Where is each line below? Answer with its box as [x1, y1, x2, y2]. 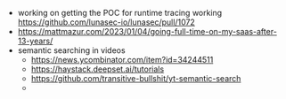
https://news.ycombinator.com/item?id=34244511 [30, 55, 214, 65]
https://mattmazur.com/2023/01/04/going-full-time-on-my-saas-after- [17, 27, 278, 36]
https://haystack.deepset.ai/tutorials [30, 64, 165, 74]
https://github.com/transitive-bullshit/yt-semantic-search [30, 73, 241, 83]
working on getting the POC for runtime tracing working [17, 8, 223, 18]
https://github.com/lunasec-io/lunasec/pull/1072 [17, 17, 196, 27]
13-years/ [17, 35, 53, 46]
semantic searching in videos [17, 45, 127, 56]
